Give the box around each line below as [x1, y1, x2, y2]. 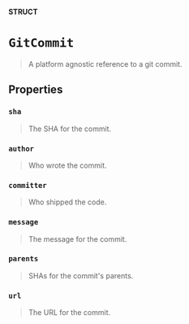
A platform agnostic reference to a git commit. [28, 59, 183, 68]
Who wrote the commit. [28, 160, 107, 170]
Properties [8, 83, 63, 97]
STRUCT [8, 7, 38, 16]
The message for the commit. [28, 234, 127, 243]
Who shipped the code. [28, 197, 107, 207]
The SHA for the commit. [28, 124, 112, 134]
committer [8, 181, 47, 190]
